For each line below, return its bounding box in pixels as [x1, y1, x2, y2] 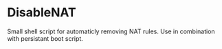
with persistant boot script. [7, 34, 84, 42]
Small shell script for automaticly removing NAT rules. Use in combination [7, 27, 215, 35]
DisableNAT [7, 5, 77, 20]
